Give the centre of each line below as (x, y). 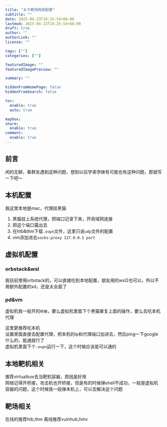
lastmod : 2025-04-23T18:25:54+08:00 (43, 24)
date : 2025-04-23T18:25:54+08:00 (40, 19)
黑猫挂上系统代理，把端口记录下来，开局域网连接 (62, 219)
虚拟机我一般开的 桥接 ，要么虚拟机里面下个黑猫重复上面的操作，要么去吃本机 (83, 311)
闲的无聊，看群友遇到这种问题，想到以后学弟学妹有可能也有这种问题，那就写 (83, 171)
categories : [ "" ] (23, 56)
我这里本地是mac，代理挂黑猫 (36, 208)
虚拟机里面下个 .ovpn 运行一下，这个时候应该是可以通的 (61, 346)
